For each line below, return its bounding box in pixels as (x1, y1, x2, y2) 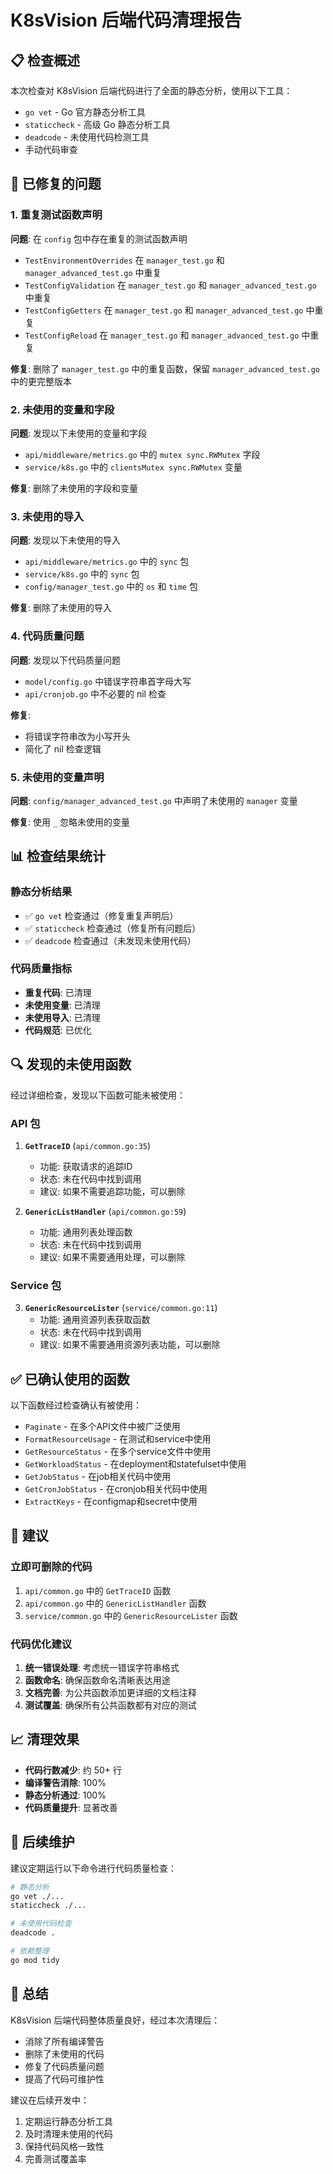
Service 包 (10, 1278, 62, 1292)
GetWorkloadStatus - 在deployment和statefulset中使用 (24, 1458, 247, 1470)
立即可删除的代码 (10, 1560, 93, 1574)
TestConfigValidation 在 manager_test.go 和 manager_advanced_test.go (24, 279, 317, 291)
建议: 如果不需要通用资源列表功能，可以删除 (39, 1339, 221, 1351)
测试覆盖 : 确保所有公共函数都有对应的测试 (24, 1699, 197, 1711)
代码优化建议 (10, 1637, 73, 1651)
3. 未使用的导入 (10, 509, 85, 523)
